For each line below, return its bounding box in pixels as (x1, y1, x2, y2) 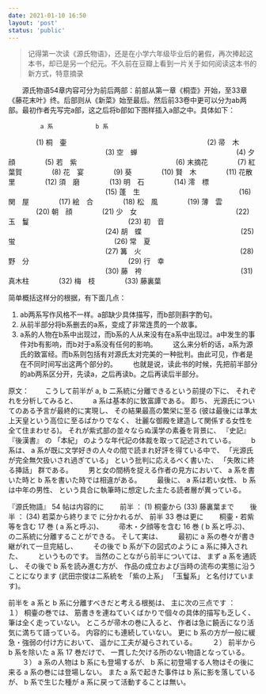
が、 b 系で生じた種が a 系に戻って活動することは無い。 (8, 677, 191, 687)
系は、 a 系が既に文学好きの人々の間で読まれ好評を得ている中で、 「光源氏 (8, 445, 254, 456)
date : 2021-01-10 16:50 (8, 11, 87, 20)
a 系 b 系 (40, 123, 109, 131)
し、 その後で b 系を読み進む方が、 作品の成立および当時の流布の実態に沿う (8, 562, 256, 571)
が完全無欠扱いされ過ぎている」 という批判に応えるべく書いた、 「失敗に (8, 456, 248, 465)
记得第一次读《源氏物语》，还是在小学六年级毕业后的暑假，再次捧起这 (27, 49, 253, 59)
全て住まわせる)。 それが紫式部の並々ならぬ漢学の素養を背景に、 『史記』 (8, 425, 251, 436)
